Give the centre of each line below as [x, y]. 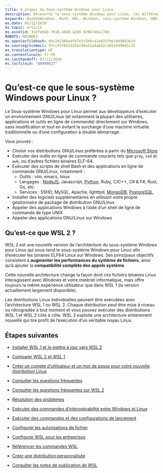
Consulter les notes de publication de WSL [55, 465]
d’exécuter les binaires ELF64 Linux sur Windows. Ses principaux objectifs [79, 255]
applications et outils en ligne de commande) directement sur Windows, [77, 122]
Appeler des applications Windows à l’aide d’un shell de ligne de [76, 208]
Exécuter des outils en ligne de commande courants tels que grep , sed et [84, 156]
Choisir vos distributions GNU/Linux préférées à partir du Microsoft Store [85, 151]
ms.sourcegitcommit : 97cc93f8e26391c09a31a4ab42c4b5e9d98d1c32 [70, 46]
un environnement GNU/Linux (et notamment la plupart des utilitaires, [74, 116]
